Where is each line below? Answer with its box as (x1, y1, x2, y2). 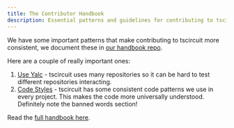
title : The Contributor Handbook (7, 10, 104, 17)
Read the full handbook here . (7, 113, 91, 122)
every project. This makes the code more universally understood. (17, 92, 205, 101)
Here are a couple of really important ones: (7, 56, 131, 65)
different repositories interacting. (17, 77, 112, 86)
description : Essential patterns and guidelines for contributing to (7, 17, 214, 24)
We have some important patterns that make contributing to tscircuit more (7, 35, 219, 44)
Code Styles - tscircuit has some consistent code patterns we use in (17, 85, 214, 93)
